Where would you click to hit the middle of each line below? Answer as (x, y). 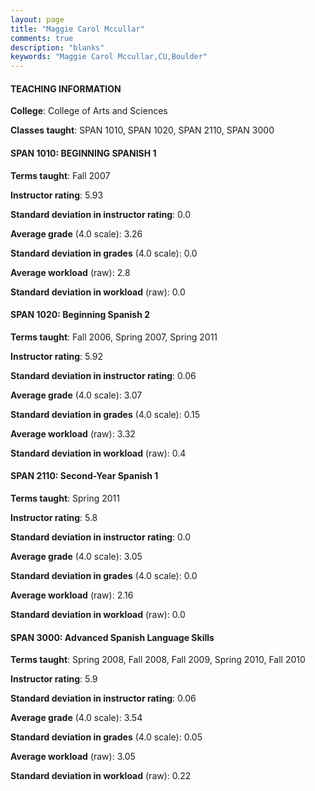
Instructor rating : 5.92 (57, 356)
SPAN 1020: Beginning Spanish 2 (80, 315)
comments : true (42, 38)
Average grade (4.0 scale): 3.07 (76, 395)
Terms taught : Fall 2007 (60, 175)
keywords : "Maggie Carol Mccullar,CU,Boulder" (109, 57)
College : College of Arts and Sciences (89, 111)
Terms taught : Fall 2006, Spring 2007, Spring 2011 (114, 337)
